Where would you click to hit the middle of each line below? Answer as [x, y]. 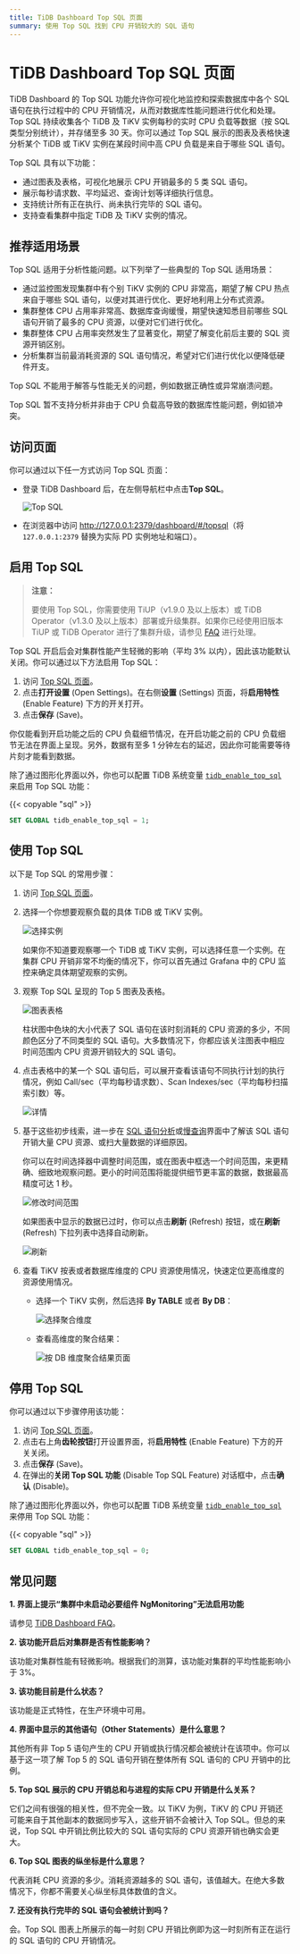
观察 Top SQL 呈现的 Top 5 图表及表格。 [96, 991]
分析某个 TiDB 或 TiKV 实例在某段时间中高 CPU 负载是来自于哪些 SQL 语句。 [150, 144]
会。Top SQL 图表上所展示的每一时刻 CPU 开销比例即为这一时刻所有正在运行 [150, 1929]
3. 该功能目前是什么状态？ [57, 1691]
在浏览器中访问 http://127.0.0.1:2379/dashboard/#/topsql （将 [133, 526]
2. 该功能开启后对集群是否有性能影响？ [80, 1642]
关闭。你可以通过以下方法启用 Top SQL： [85, 661]
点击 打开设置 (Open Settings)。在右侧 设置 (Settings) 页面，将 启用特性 [150, 692]
